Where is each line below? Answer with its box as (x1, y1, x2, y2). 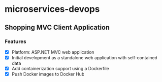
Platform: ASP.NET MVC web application (11, 49, 95, 55)
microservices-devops (4, 3, 100, 15)
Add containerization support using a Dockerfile (11, 66, 109, 71)
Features (4, 38, 27, 45)
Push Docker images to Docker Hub (11, 71, 85, 77)
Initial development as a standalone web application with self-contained (11, 54, 158, 60)
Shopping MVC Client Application (4, 23, 110, 32)
